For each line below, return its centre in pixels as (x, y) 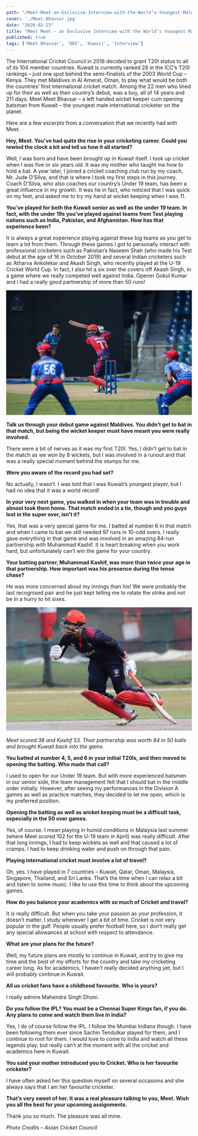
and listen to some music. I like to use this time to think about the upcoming (98, 884)
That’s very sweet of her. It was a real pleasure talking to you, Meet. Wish (98, 1098)
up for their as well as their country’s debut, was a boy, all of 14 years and (95, 93)
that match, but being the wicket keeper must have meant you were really (98, 431)
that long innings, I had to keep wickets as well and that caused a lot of (92, 842)
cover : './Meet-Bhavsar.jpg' (42, 19)
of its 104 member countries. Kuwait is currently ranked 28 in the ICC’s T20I (98, 67)
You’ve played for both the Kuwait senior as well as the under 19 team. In (97, 208)
